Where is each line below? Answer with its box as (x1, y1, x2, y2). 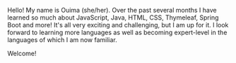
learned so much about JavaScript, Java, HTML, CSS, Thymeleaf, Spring (7, 13, 219, 22)
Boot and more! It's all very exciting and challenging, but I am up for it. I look (7, 21, 229, 29)
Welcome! (7, 49, 37, 57)
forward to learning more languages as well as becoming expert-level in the (7, 28, 228, 36)
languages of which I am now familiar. (7, 36, 118, 44)
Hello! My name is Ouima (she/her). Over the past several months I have (7, 6, 217, 14)
